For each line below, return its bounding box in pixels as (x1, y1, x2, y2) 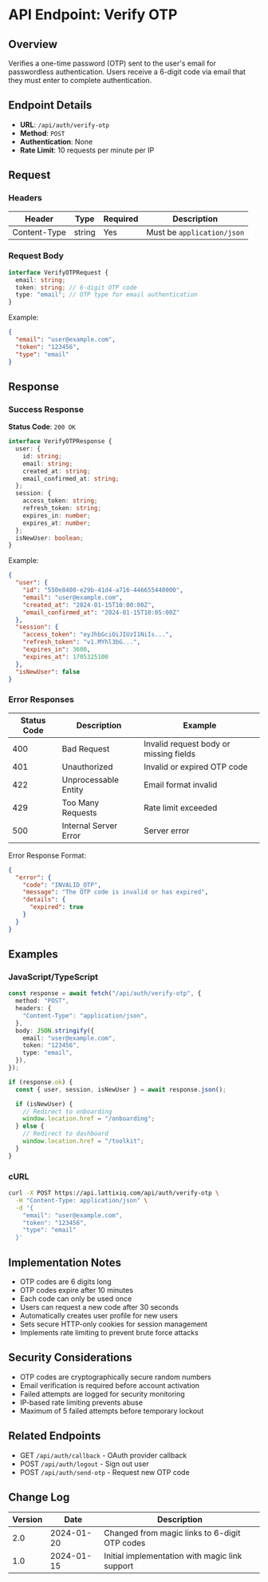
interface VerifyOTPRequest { (8, 268, 109, 276)
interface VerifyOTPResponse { (8, 438, 112, 446)
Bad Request (61, 743, 110, 754)
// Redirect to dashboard (22, 1130, 109, 1138)
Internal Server (61, 820, 118, 831)
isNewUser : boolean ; (15, 533, 84, 542)
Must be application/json (146, 226, 245, 237)
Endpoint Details (8, 98, 93, 113)
